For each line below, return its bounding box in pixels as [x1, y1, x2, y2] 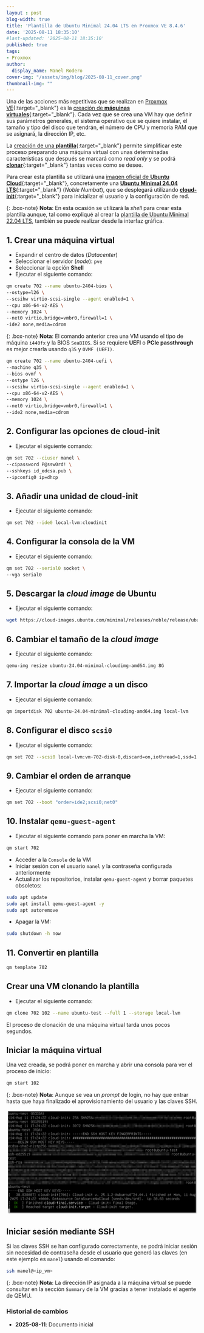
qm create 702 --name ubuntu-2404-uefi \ [6, 358, 113, 365]
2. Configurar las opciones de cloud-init [6, 426, 160, 436]
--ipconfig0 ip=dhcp [6, 474, 59, 480]
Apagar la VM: [15, 918, 52, 925]
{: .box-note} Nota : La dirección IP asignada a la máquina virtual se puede [6, 1279, 191, 1286]
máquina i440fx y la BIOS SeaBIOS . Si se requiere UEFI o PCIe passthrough [6, 339, 194, 346]
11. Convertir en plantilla [6, 947, 99, 958]
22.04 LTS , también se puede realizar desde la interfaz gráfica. [6, 217, 164, 225]
